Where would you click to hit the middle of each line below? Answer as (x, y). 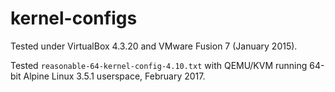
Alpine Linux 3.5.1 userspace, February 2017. (114, 76)
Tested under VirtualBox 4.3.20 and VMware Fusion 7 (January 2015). (154, 46)
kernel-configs (74, 18)
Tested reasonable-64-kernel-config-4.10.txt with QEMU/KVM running (159, 65)
